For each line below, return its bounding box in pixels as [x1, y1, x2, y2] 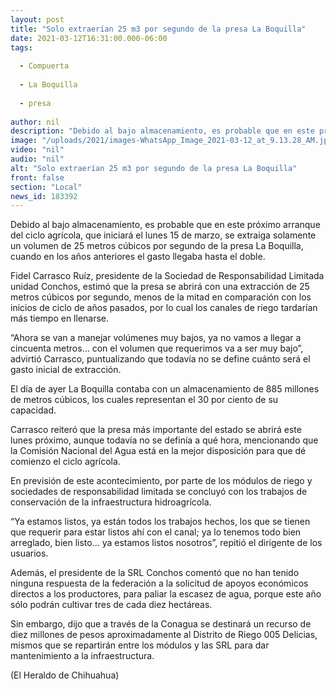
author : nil [10, 117, 60, 127]
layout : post [10, 14, 65, 25]
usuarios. [10, 547, 49, 560]
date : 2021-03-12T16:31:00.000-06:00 [10, 33, 168, 43]
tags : [10, 42, 33, 53]
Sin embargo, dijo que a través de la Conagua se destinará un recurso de [10, 618, 312, 630]
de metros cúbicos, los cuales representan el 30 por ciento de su [10, 394, 279, 406]
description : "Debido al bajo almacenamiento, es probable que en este [10, 126, 315, 136]
